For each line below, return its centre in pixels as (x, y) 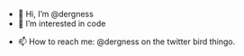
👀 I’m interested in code (62, 23)
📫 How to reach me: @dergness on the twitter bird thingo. (127, 42)
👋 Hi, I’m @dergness (56, 14)
